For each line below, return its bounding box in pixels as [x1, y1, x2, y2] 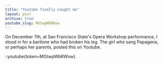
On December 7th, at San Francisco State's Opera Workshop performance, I [5, 34, 158, 40]
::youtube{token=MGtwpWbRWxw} [5, 54, 76, 60]
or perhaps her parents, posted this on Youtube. [5, 44, 101, 50]
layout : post [5, 12, 32, 16]
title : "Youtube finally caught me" [5, 7, 79, 12]
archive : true [5, 16, 34, 21]
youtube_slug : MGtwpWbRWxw [5, 20, 60, 26]
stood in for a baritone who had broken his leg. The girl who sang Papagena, [5, 39, 159, 45]
